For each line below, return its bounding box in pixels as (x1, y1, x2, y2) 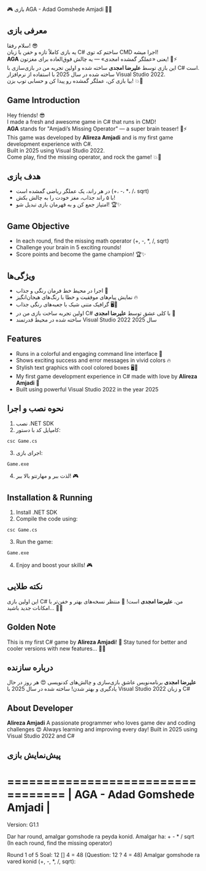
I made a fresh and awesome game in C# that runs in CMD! (7, 118, 156, 125)
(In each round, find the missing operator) (7, 839, 113, 846)
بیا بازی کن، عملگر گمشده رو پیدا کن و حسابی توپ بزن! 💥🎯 (7, 77, 143, 85)
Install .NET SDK (15, 508, 58, 516)
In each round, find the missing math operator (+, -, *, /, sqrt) (15, 237, 169, 244)
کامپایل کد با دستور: (15, 426, 61, 434)
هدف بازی (7, 172, 41, 182)
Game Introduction (7, 95, 80, 106)
